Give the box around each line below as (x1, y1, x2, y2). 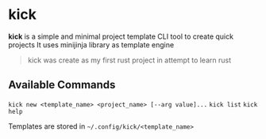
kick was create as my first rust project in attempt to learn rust (27, 55, 232, 65)
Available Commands (8, 78, 116, 92)
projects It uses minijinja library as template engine (8, 39, 175, 49)
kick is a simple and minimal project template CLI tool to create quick (8, 32, 234, 41)
